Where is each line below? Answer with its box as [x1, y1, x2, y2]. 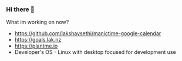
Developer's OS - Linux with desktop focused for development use [14, 49, 176, 56]
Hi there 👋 [6, 5, 35, 13]
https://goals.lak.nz [14, 36, 62, 43]
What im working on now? [6, 19, 69, 26]
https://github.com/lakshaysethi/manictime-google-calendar [14, 30, 161, 37]
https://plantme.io [14, 42, 58, 49]
